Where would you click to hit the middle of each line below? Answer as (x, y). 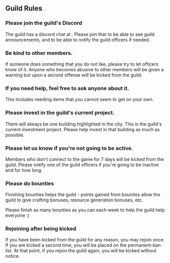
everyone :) (17, 215)
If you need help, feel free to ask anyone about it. (67, 88)
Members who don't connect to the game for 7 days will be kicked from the (85, 159)
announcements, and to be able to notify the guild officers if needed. (78, 39)
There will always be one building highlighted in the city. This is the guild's (84, 124)
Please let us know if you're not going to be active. (69, 148)
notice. (13, 256)
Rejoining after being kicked (41, 229)
